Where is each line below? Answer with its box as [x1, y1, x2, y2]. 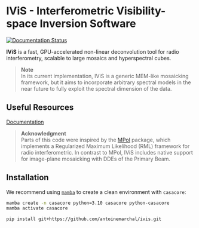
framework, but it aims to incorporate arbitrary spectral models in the [20, 79, 191, 86]
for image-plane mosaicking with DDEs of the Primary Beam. [20, 155, 171, 162]
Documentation [6, 118, 44, 125]
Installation [6, 172, 49, 183]
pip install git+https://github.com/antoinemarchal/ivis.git [6, 216, 162, 222]
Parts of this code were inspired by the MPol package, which [20, 136, 171, 143]
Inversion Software [39, 17, 136, 30]
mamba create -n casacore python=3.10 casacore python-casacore [6, 200, 170, 206]
